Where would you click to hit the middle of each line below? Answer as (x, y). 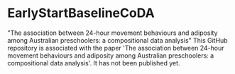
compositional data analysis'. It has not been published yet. (94, 63)
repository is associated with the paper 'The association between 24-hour (116, 48)
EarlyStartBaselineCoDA (81, 13)
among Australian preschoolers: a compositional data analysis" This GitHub (118, 40)
